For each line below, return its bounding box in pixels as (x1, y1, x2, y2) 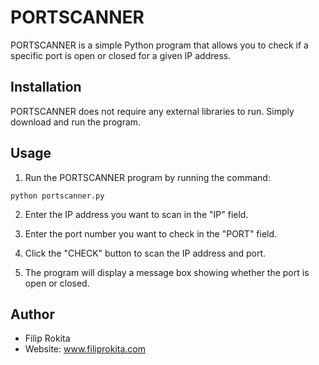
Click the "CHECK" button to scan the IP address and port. (24, 247, 267, 259)
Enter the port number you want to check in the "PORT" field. (24, 227, 278, 240)
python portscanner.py (10, 191, 105, 201)
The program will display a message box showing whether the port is (24, 266, 310, 278)
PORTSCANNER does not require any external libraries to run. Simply (10, 105, 295, 117)
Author (10, 306, 55, 323)
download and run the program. (10, 116, 142, 128)
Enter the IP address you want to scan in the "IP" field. (24, 208, 249, 220)
